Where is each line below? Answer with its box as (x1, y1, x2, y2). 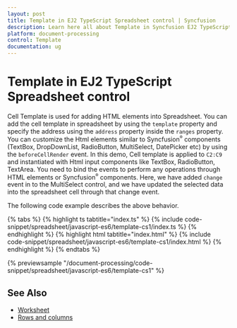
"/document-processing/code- (63, 259, 153, 267)
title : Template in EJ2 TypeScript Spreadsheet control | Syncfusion (7, 17, 217, 24)
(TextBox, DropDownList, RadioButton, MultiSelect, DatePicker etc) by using (7, 142, 228, 151)
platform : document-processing (7, 30, 99, 37)
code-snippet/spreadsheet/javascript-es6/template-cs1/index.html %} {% (7, 238, 222, 246)
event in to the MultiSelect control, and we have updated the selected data (7, 180, 224, 189)
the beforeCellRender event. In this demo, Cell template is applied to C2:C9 (7, 150, 222, 158)
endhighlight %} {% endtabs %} (7, 245, 101, 254)
